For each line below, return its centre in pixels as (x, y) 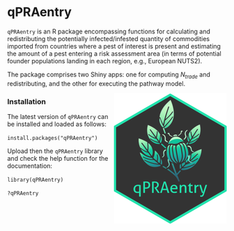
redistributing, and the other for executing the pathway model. (96, 83)
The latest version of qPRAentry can (58, 117)
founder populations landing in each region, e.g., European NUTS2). (105, 61)
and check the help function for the (58, 159)
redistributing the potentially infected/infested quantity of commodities (109, 38)
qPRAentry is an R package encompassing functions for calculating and (109, 31)
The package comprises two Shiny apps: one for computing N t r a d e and (109, 75)
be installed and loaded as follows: (57, 124)
